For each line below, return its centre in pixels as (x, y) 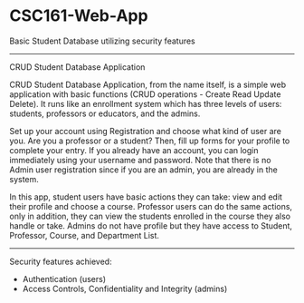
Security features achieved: (61, 261)
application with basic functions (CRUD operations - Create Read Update (145, 94)
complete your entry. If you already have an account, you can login (134, 150)
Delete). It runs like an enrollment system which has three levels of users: (146, 103)
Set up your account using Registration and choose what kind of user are (146, 131)
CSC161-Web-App (79, 16)
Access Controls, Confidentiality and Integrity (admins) (125, 288)
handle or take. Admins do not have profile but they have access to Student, (151, 225)
